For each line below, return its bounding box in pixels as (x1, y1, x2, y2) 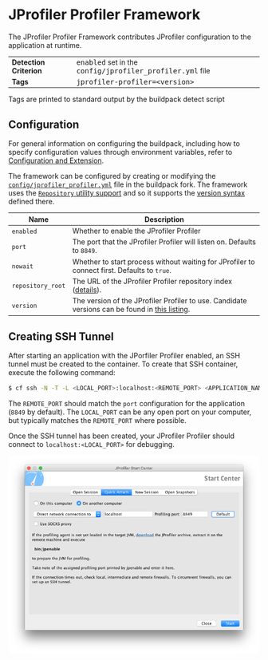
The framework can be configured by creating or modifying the (8, 172, 216, 181)
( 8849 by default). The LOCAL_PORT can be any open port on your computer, (8, 407, 252, 417)
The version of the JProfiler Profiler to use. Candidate (72, 296, 247, 305)
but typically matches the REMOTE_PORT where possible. (8, 416, 187, 425)
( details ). (72, 285, 102, 294)
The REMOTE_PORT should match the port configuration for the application (8, 399, 246, 409)
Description (144, 214, 185, 224)
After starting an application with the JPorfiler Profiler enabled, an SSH (8, 351, 241, 361)
